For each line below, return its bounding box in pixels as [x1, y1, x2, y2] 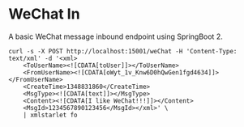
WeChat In [8, 5, 80, 23]
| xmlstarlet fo [23, 111, 79, 119]
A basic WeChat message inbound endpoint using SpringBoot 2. [8, 32, 223, 41]
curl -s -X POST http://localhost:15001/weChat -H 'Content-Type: [8, 47, 238, 55]
